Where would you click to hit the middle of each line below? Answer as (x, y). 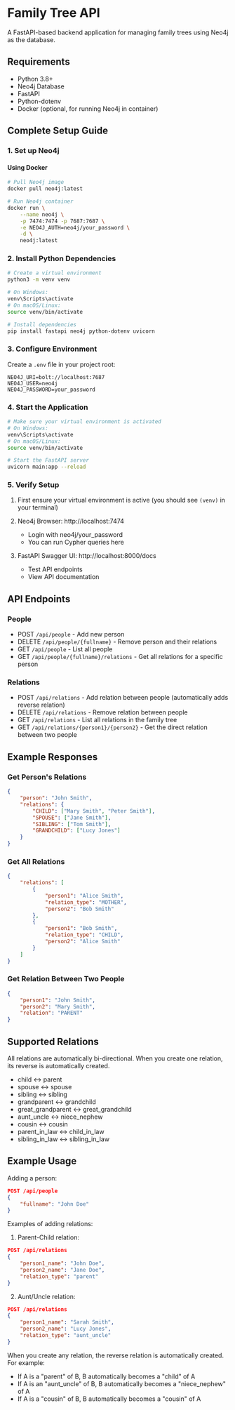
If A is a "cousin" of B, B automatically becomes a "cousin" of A (109, 1399)
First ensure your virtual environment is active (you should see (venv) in (121, 500)
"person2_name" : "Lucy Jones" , (66, 1329)
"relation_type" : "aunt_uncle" (66, 1336)
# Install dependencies (42, 324)
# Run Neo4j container (40, 201)
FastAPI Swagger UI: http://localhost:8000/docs (87, 556)
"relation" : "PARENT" (51, 1013)
